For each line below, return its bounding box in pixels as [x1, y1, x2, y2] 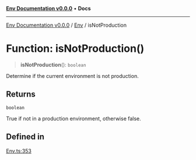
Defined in [6, 132, 45, 142]
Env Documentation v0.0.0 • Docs [6, 5, 91, 12]
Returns [6, 90, 36, 99]
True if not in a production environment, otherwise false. [6, 115, 141, 122]
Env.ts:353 [6, 147, 32, 154]
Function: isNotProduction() [6, 42, 145, 55]
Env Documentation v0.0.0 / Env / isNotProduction [6, 22, 127, 29]
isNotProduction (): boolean [20, 61, 86, 68]
